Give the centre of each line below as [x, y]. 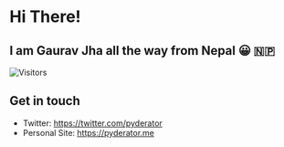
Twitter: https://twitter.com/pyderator [92, 123]
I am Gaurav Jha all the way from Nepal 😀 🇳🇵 [142, 51]
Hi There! [45, 17]
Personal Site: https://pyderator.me [89, 132]
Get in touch [45, 101]
